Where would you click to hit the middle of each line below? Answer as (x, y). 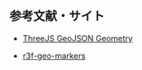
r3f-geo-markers (54, 56)
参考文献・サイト (57, 16)
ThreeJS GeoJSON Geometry (77, 38)
